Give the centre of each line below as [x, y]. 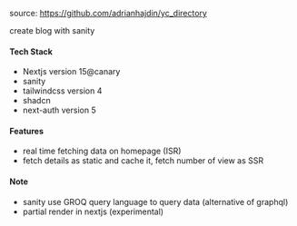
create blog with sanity [52, 30]
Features [26, 131]
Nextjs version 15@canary [71, 72]
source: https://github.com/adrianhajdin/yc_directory [108, 13]
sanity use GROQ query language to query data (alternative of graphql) [155, 201]
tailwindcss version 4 [62, 91]
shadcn [37, 101]
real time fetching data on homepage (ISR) [102, 151]
